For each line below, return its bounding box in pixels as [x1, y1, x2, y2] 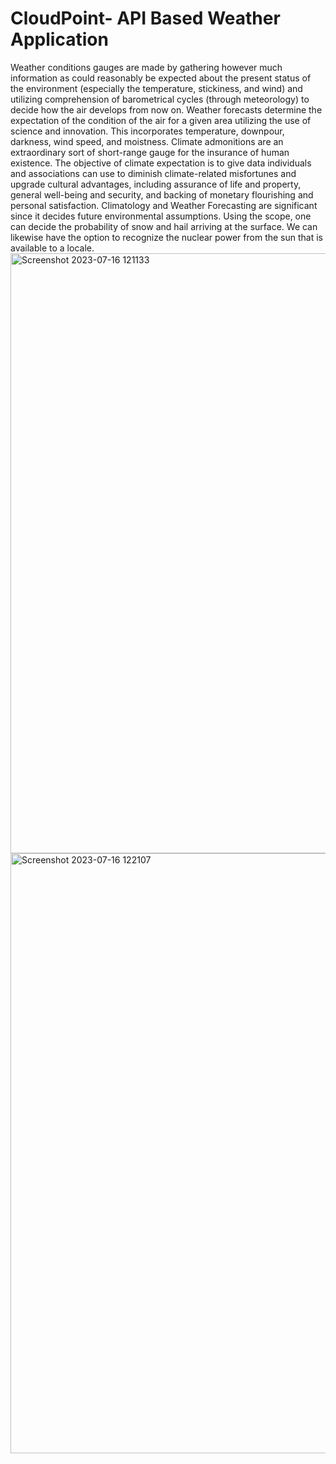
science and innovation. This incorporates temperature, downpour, [10, 125, 285, 137]
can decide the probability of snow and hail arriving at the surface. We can [10, 220, 318, 232]
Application [10, 28, 109, 51]
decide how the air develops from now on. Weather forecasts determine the [10, 103, 323, 116]
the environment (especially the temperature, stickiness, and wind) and [10, 82, 303, 94]
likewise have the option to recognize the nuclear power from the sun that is [10, 231, 323, 243]
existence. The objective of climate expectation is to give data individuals [10, 157, 312, 169]
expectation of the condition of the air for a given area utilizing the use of [10, 114, 312, 126]
